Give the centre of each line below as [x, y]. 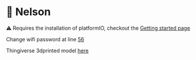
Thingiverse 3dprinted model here [47, 50]
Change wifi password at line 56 [45, 39]
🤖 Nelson [29, 12]
